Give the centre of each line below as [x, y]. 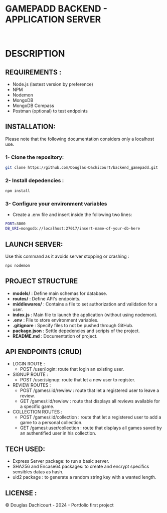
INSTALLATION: [31, 127]
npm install [18, 191]
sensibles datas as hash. [38, 472]
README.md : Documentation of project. [55, 336]
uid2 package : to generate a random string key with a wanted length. [84, 477]
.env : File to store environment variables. [55, 320]
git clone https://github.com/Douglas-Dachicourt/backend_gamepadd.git [81, 168]
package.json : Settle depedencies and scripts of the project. [76, 331]
